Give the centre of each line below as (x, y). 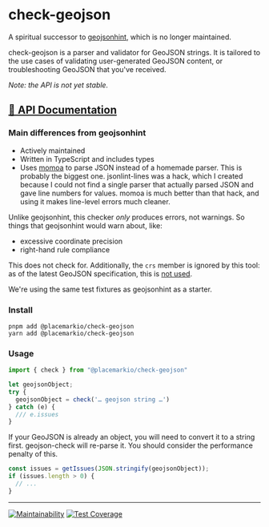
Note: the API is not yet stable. (58, 85)
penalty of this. (33, 454)
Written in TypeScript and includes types (87, 159)
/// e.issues (37, 414)
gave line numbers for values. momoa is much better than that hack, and (139, 193)
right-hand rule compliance (65, 249)
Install (21, 310)
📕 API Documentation (63, 110)
